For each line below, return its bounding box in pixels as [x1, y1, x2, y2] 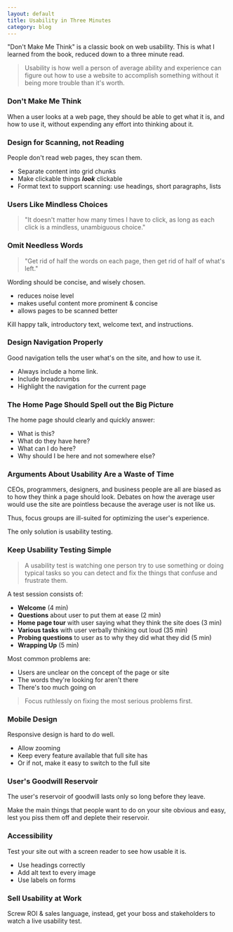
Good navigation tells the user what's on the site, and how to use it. [7, 353, 202, 362]
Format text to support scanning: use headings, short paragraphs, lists [17, 182, 221, 190]
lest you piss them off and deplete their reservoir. [7, 814, 149, 822]
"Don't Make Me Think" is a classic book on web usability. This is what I [7, 43, 215, 51]
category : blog [7, 23, 52, 30]
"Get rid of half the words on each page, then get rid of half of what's [24, 256, 225, 265]
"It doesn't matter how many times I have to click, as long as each [24, 215, 215, 224]
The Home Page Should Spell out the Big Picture [7, 399, 174, 409]
